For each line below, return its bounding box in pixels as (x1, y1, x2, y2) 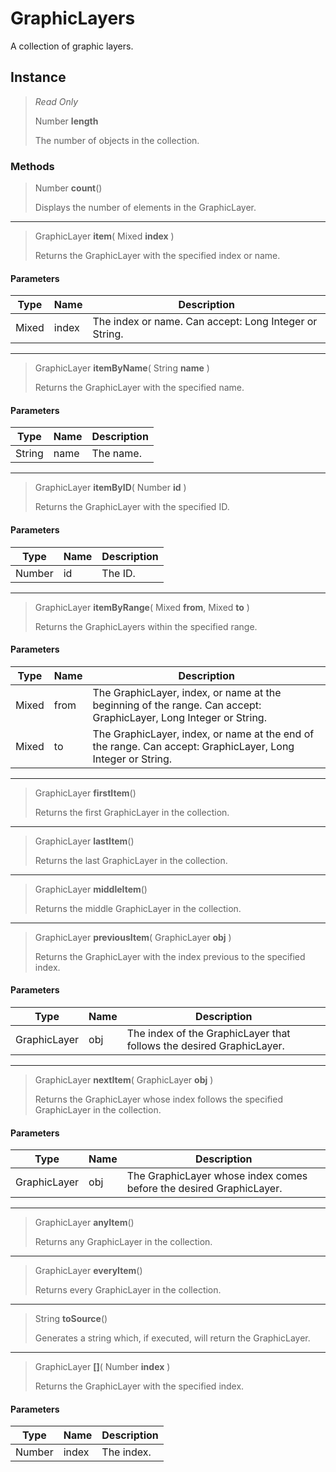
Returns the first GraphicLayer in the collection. (34, 806, 230, 818)
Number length (34, 115, 99, 127)
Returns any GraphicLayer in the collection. (34, 1236, 213, 1248)
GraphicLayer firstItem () (34, 787, 137, 799)
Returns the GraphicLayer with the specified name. (34, 382, 245, 394)
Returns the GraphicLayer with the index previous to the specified (34, 950, 306, 962)
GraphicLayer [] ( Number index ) (34, 1361, 171, 1373)
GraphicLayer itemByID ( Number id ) (34, 482, 187, 494)
